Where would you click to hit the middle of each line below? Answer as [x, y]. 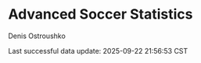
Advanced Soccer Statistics [100, 14]
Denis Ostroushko [37, 36]
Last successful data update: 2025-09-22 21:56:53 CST [98, 51]
